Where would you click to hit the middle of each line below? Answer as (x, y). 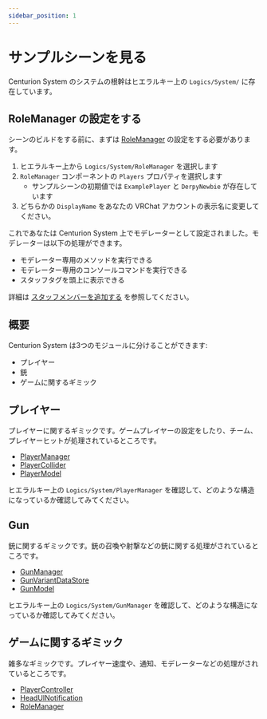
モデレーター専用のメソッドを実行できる (86, 260)
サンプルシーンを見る (78, 57)
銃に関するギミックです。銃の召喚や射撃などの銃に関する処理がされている (130, 545)
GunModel (37, 588)
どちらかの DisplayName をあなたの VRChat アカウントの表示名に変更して (139, 206)
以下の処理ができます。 (88, 243)
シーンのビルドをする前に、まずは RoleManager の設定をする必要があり (126, 140)
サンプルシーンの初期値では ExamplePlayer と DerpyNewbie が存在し (141, 186)
